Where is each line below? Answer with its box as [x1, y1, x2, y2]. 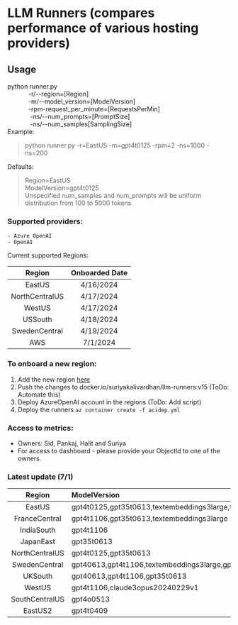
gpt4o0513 [71, 594, 110, 604]
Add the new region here [17, 375, 91, 384]
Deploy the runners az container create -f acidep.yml [17, 405, 181, 414]
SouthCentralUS [11, 594, 65, 604]
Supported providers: [7, 216, 84, 226]
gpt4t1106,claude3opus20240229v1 [71, 583, 199, 593]
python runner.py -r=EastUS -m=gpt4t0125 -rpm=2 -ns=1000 [24, 141, 205, 150]
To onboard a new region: [7, 359, 97, 369]
